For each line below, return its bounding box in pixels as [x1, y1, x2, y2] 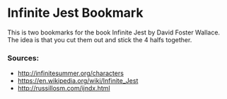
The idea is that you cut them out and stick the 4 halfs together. [7, 35, 192, 44]
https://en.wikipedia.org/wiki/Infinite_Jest [17, 77, 139, 85]
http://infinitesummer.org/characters [17, 69, 124, 78]
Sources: [7, 53, 40, 62]
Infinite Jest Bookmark [7, 5, 144, 21]
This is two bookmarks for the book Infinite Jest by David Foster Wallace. [7, 28, 221, 37]
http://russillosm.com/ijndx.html [17, 84, 111, 93]
